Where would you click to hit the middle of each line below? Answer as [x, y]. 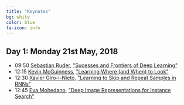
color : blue [21, 22]
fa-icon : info [23, 28]
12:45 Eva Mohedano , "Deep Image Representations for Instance [93, 90]
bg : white [18, 17]
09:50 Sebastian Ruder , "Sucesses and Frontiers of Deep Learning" [96, 65]
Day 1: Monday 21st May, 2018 [62, 51]
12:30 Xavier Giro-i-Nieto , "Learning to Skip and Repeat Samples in [95, 78]
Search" [24, 96]
